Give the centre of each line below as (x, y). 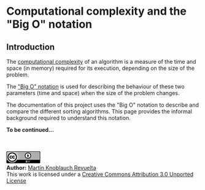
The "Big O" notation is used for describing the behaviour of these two (96, 86)
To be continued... (30, 130)
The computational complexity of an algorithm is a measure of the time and (101, 62)
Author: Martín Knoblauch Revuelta (51, 168)
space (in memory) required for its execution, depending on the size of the (101, 68)
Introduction (31, 47)
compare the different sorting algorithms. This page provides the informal (99, 111)
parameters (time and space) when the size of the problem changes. (93, 93)
